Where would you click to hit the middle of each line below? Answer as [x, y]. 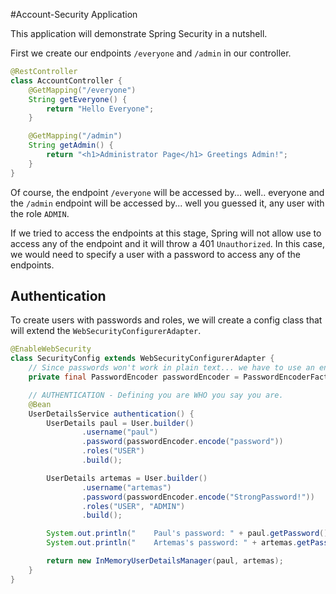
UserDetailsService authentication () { [111, 414]
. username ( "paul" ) [120, 432]
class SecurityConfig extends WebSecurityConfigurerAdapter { [142, 359]
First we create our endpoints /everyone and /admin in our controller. [151, 53]
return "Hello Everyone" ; [100, 109]
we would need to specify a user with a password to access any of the [156, 254]
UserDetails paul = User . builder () [120, 423]
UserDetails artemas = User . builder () [127, 478]
